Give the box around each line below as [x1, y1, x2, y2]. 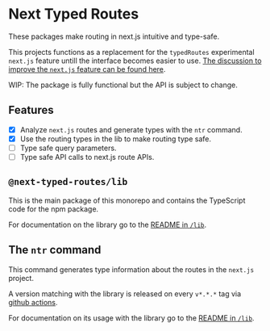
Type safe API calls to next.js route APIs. [19, 152, 155, 161]
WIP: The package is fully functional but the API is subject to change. [8, 80, 238, 90]
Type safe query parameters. [19, 143, 117, 153]
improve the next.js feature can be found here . [8, 64, 166, 73]
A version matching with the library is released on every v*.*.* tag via [8, 288, 242, 299]
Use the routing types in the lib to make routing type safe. [19, 134, 212, 144]
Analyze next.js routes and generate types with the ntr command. [19, 124, 243, 134]
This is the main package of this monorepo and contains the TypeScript [8, 195, 246, 205]
